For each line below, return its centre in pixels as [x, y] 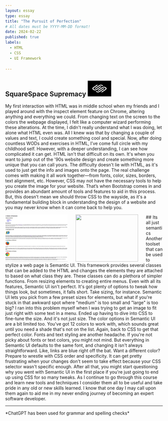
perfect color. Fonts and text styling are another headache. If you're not [79, 335]
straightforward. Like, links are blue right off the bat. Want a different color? [83, 351]
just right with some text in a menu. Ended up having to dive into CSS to [79, 313]
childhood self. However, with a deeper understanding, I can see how [76, 149]
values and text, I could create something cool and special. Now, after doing [83, 138]
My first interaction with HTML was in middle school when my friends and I [82, 106]
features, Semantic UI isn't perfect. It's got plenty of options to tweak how [81, 287]
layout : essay [20, 11]
